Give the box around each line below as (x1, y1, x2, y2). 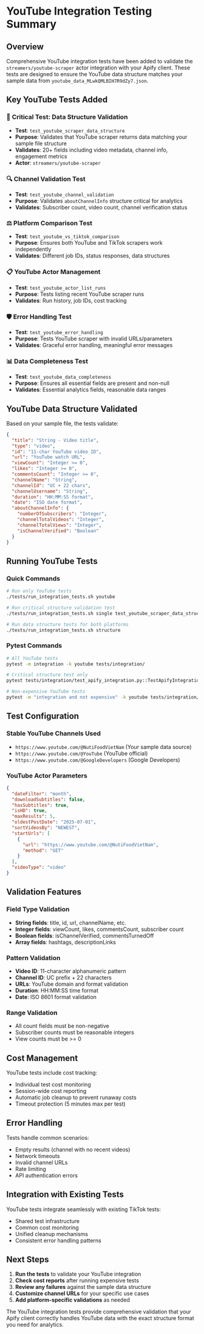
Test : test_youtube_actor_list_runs (15, 284, 106, 291)
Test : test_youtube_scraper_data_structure (15, 127, 125, 134)
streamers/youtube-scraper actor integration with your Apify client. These (6, 64, 190, 71)
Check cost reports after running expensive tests (15, 1277, 140, 1284)
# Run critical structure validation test (6, 605, 115, 611)
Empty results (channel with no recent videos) (15, 1146, 131, 1153)
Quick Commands (6, 574, 61, 583)
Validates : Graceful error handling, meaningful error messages (15, 341, 173, 348)
